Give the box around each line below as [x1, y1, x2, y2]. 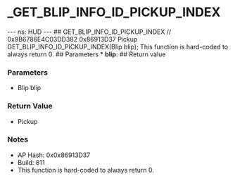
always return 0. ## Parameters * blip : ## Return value [7, 50, 166, 58]
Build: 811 [17, 158, 45, 166]
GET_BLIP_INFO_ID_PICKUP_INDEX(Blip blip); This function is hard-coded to [7, 42, 229, 51]
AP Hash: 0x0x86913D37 [17, 151, 91, 159]
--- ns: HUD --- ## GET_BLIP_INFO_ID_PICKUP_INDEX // [7, 27, 171, 36]
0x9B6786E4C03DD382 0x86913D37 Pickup [7, 35, 138, 43]
